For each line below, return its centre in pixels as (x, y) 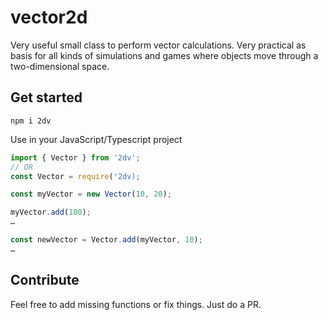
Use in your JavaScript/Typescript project (96, 139)
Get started (46, 97)
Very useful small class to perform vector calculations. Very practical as (158, 45)
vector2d (49, 17)
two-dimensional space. (60, 66)
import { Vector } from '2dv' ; (75, 157)
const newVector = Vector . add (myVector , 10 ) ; (106, 240)
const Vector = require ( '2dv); (75, 176)
